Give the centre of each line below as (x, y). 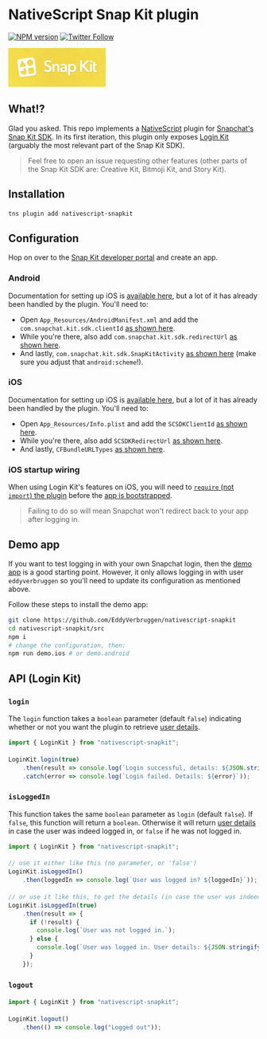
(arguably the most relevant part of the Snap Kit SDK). (97, 145)
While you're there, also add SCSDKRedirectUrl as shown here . (121, 441)
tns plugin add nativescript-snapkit (71, 214)
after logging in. (54, 519)
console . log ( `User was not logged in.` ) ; (106, 931)
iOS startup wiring (44, 469)
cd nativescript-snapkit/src (56, 628)
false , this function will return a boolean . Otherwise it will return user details (132, 822)
